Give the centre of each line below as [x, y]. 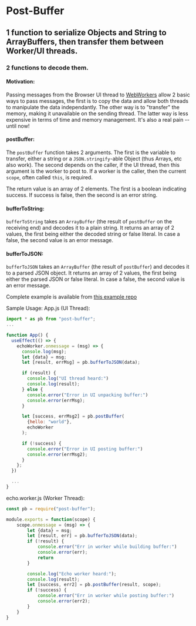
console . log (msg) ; [44, 352]
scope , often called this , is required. [49, 177]
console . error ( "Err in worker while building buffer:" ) [107, 547]
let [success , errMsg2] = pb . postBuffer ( [73, 416]
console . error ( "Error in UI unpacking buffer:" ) [88, 395]
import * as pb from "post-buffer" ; [51, 319]
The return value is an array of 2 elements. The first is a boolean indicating [96, 189]
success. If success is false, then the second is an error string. [82, 195]
